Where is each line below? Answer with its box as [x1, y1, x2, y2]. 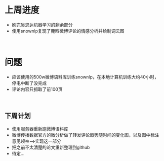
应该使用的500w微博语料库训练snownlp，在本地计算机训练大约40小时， [11, 74, 159, 80]
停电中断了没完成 [11, 80, 47, 86]
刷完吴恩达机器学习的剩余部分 [11, 22, 73, 28]
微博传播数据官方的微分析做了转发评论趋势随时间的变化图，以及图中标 [11, 132, 155, 138]
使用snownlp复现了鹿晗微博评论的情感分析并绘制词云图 [11, 28, 124, 34]
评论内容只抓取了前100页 [11, 86, 63, 92]
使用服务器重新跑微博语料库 [11, 125, 69, 131]
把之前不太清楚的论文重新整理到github [11, 144, 90, 150]
